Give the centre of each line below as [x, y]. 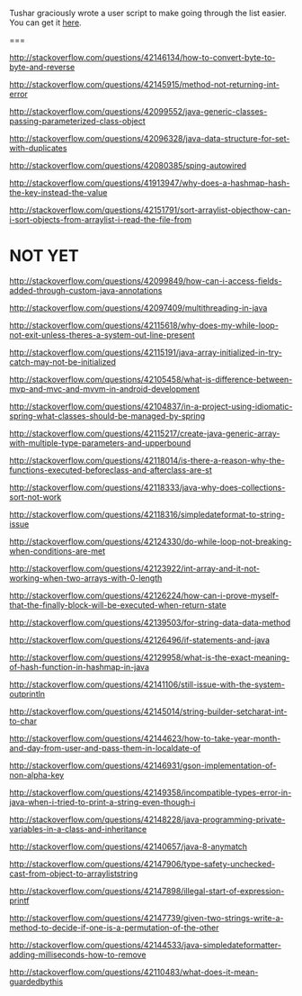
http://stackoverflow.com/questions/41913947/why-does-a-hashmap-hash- [150, 183]
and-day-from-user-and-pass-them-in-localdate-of [105, 747]
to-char [23, 720]
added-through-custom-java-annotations [86, 290]
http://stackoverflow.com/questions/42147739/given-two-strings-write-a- [147, 918]
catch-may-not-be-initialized [63, 362]
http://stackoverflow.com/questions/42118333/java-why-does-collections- [147, 487]
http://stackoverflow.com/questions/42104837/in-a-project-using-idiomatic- [151, 406]
